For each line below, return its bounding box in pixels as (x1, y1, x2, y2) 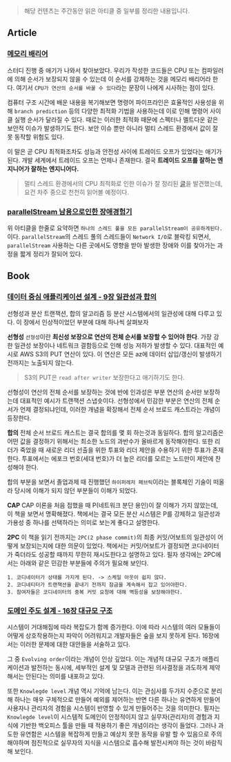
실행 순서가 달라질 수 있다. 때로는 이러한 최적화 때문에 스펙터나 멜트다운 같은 (14, 115, 219, 124)
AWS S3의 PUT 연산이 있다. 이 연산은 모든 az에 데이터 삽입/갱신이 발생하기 (19, 350, 222, 358)
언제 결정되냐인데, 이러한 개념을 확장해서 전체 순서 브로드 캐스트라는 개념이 (19, 405, 221, 413)
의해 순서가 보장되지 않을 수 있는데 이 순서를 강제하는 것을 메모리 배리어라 (14, 75, 212, 83)
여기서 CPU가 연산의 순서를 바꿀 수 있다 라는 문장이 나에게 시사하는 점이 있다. (16, 83, 215, 92)
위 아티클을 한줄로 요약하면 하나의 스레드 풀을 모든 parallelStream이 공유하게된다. (7, 224, 223, 232)
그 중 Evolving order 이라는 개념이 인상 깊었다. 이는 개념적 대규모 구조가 (7, 654, 201, 663)
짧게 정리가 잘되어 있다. (19, 249, 83, 258)
